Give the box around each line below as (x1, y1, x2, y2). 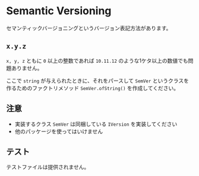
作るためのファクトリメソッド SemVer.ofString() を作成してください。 (6, 84, 179, 91)
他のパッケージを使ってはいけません (14, 127, 103, 135)
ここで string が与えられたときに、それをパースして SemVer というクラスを (6, 77, 189, 84)
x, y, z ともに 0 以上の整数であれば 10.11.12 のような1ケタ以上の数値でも (6, 57, 188, 64)
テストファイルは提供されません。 (6, 164, 90, 171)
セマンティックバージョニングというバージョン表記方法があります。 (6, 24, 172, 31)
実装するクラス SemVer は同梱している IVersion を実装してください (14, 120, 178, 127)
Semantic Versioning (6, 4, 112, 18)
